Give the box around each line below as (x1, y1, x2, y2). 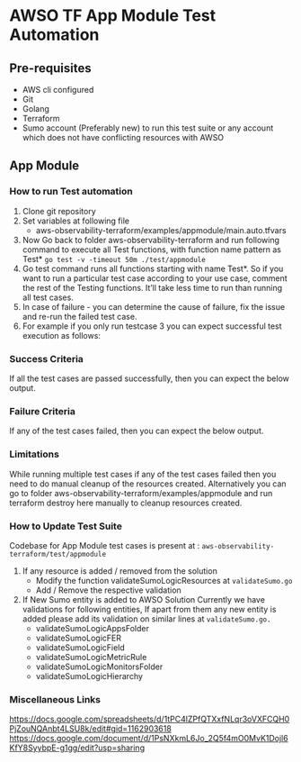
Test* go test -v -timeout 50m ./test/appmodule (22, 253, 207, 264)
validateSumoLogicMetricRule (35, 651, 147, 662)
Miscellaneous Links (9, 693, 102, 705)
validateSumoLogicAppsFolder (35, 622, 150, 633)
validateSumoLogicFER (35, 632, 121, 643)
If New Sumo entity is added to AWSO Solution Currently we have (22, 594, 265, 604)
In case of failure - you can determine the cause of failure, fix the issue (22, 301, 286, 312)
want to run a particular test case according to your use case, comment (22, 272, 288, 284)
